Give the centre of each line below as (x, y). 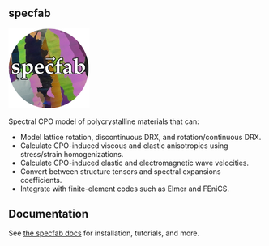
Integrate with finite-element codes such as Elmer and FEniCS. (124, 189)
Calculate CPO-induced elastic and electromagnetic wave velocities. (134, 163)
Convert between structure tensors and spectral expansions (120, 171)
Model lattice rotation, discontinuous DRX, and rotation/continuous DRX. (141, 137)
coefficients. (41, 180)
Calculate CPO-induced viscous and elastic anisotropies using (124, 146)
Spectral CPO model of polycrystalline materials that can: (104, 121)
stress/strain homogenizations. (72, 154)
